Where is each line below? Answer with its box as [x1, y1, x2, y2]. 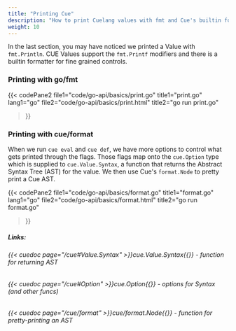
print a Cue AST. [8, 174, 55, 183]
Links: [8, 232, 27, 241]
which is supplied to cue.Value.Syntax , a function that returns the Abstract [8, 160, 223, 168]
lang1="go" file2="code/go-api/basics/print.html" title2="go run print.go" [8, 98, 219, 106]
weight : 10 [8, 23, 40, 30]
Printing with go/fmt [8, 75, 78, 85]
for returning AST [8, 258, 58, 266]
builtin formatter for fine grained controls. [8, 57, 128, 66]
